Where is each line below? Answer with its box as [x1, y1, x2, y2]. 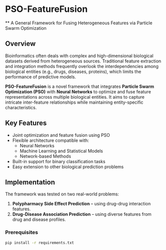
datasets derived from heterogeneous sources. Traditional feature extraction [5, 58, 162, 64]
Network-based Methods [19, 153, 71, 159]
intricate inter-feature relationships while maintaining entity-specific [5, 99, 144, 105]
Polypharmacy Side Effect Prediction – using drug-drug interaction [12, 201, 151, 207]
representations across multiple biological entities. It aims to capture [5, 94, 145, 100]
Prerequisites [5, 229, 38, 236]
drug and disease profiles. [12, 217, 66, 223]
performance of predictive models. [5, 73, 76, 80]
